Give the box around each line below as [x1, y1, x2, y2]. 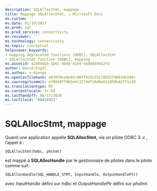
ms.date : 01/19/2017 [5, 20, 47, 26]
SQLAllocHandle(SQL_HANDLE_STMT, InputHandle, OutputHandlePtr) [5, 172, 138, 177]
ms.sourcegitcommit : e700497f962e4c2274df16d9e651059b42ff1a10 [5, 79, 136, 84]
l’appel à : [5, 139, 24, 146]
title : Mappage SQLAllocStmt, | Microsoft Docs [5, 12, 104, 17]
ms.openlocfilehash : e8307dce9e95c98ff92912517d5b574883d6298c [5, 75, 136, 80]
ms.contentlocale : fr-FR [5, 88, 55, 93]
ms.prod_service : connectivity [5, 30, 69, 35]
